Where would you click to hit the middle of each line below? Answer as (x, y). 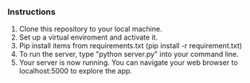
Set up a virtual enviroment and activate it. (88, 37)
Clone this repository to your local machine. (90, 29)
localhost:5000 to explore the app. (76, 71)
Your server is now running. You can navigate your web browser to (128, 62)
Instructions (32, 12)
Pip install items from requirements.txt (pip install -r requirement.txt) (131, 46)
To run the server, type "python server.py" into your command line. (129, 55)
